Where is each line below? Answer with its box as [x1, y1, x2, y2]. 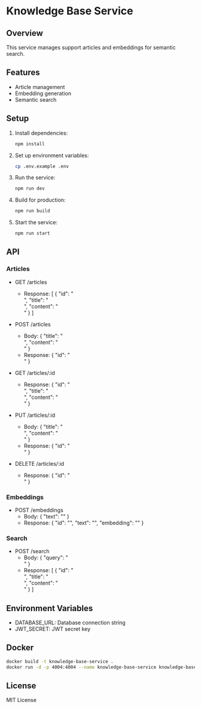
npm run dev [14, 185, 45, 192]
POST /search [14, 548, 50, 555]
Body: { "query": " [23, 554, 69, 561]
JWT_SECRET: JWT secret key [14, 625, 91, 633]
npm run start [14, 230, 50, 237]
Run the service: [14, 174, 56, 181]
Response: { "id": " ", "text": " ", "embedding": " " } [23, 519, 144, 526]
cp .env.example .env [14, 163, 69, 169]
